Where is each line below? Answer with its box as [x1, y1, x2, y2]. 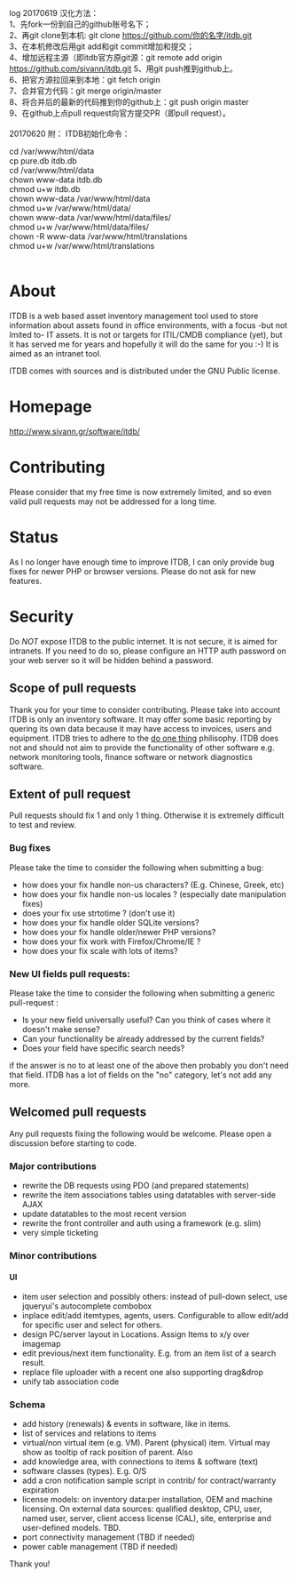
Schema [9, 1398, 46, 1411]
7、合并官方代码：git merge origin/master [9, 85, 162, 96]
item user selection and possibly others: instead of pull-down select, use [21, 1292, 288, 1302]
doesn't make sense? [21, 1023, 100, 1034]
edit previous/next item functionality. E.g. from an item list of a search [21, 1348, 277, 1358]
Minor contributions [9, 1249, 98, 1262]
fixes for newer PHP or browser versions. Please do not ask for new [9, 565, 257, 576]
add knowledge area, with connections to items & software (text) [21, 1456, 259, 1467]
